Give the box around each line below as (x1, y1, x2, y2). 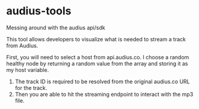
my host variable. (6, 66, 49, 73)
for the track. (14, 84, 47, 91)
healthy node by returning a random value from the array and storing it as (6, 60, 188, 67)
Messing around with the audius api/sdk (6, 24, 105, 31)
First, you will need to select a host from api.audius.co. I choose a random (6, 53, 189, 60)
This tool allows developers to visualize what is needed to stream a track (6, 35, 186, 43)
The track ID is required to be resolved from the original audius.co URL (14, 78, 191, 85)
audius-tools (6, 4, 72, 18)
